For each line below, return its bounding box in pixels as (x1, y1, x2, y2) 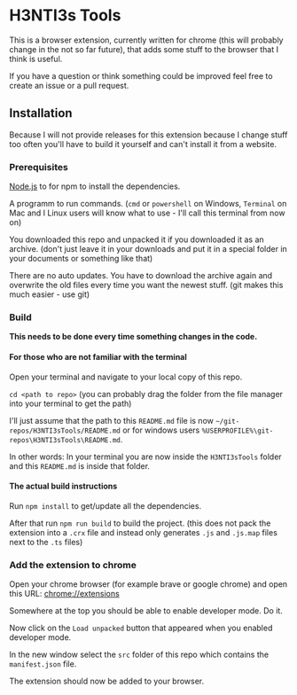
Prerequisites (9, 160, 68, 173)
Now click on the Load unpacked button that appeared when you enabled (9, 622, 273, 634)
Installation (9, 105, 73, 121)
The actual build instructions (9, 480, 118, 492)
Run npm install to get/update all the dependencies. (9, 500, 202, 511)
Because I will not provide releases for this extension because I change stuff (9, 129, 288, 140)
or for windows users (122, 425, 200, 435)
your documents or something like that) (9, 254, 153, 264)
